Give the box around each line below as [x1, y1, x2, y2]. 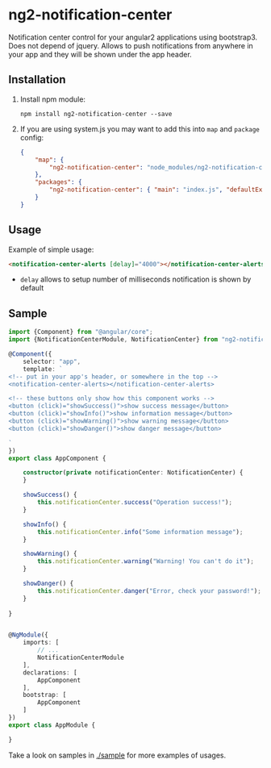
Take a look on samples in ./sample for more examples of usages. [8, 750, 227, 760]
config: [19, 132, 44, 142]
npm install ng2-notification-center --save [19, 110, 173, 118]
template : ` [23, 365, 63, 373]
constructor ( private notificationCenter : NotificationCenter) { [23, 469, 244, 477]
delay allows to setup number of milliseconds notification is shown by [19, 274, 252, 284]
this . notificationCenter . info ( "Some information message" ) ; [37, 528, 244, 536]
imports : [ [23, 639, 60, 647]
